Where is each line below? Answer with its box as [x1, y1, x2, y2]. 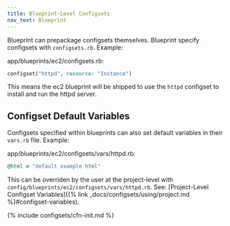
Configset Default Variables [7, 110, 130, 122]
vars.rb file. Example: [7, 136, 69, 145]
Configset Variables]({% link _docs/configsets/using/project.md [7, 191, 190, 199]
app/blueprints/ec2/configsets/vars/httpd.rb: [7, 150, 136, 158]
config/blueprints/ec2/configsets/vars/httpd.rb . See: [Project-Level [7, 183, 209, 191]
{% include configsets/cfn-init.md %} [7, 211, 115, 220]
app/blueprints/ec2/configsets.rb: [7, 56, 104, 65]
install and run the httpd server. [7, 90, 97, 98]
